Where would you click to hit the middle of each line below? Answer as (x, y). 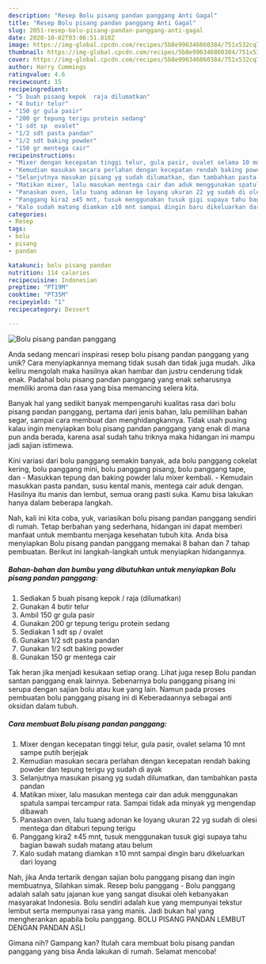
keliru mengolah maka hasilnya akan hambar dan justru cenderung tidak (125, 371)
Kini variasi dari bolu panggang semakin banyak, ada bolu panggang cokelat (133, 461)
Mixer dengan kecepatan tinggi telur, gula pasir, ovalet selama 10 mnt (132, 744)
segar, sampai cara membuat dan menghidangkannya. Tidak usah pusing (127, 419)
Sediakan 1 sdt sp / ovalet (61, 632)
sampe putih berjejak (54, 752)
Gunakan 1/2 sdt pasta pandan (70, 640)
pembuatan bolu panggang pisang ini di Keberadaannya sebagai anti (120, 697)
